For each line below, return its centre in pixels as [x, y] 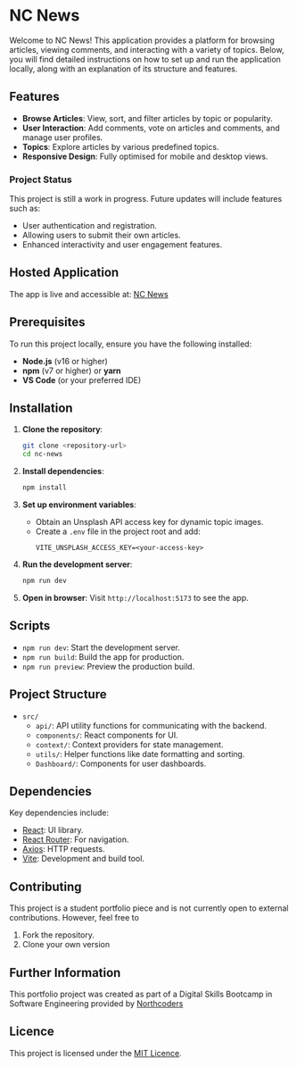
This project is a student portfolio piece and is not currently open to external [149, 908]
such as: [25, 208]
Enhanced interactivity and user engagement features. [122, 245]
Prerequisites [47, 322]
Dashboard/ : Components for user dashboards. [121, 763]
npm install [44, 488]
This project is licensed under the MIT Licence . [95, 1053]
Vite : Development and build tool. [83, 859]
